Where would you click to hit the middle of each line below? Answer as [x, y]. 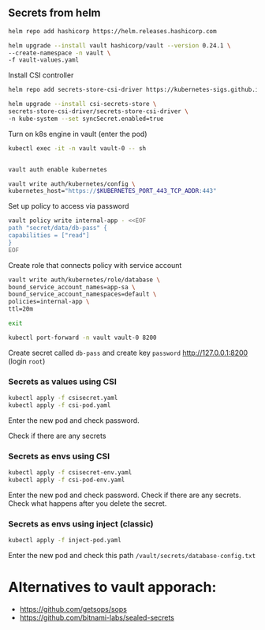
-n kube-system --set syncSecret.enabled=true [86, 119]
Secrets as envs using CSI [59, 456]
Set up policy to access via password [69, 206]
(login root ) [27, 361]
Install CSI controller [41, 75]
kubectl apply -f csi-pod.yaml [60, 405]
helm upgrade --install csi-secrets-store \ [82, 104]
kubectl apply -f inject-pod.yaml [65, 541]
